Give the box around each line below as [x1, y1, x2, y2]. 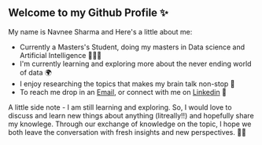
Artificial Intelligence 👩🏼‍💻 [19, 50, 102, 60]
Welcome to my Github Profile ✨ [8, 6, 169, 20]
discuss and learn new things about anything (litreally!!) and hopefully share [8, 111, 254, 120]
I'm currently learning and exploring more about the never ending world [19, 59, 252, 68]
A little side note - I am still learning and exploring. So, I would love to [8, 102, 232, 112]
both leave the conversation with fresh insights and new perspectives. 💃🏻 [8, 127, 246, 136]
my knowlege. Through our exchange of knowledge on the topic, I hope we [8, 119, 252, 129]
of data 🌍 [19, 67, 53, 77]
